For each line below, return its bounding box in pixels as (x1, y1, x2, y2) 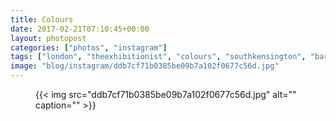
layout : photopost (10, 33, 87, 43)
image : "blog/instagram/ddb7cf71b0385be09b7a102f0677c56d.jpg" (10, 61, 280, 71)
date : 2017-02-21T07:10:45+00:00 (10, 24, 150, 34)
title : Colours (10, 14, 74, 25)
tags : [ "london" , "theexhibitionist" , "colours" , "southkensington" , (10, 52, 307, 62)
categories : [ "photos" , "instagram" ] (10, 42, 168, 53)
